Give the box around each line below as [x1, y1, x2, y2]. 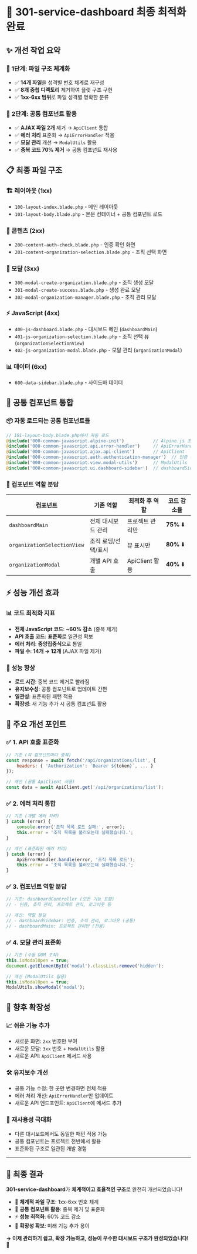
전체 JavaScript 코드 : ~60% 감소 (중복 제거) [14, 625, 118, 632]
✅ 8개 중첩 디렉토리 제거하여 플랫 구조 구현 [14, 86, 113, 93]
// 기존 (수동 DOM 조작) [6, 952, 60, 958]
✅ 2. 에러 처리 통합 [6, 799, 56, 808]
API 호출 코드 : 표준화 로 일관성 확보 [14, 633, 94, 640]
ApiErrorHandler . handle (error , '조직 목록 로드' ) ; [16, 856, 136, 862]
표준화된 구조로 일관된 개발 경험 [14, 1145, 87, 1152]
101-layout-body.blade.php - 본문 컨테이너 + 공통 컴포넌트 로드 [14, 210, 163, 218]
